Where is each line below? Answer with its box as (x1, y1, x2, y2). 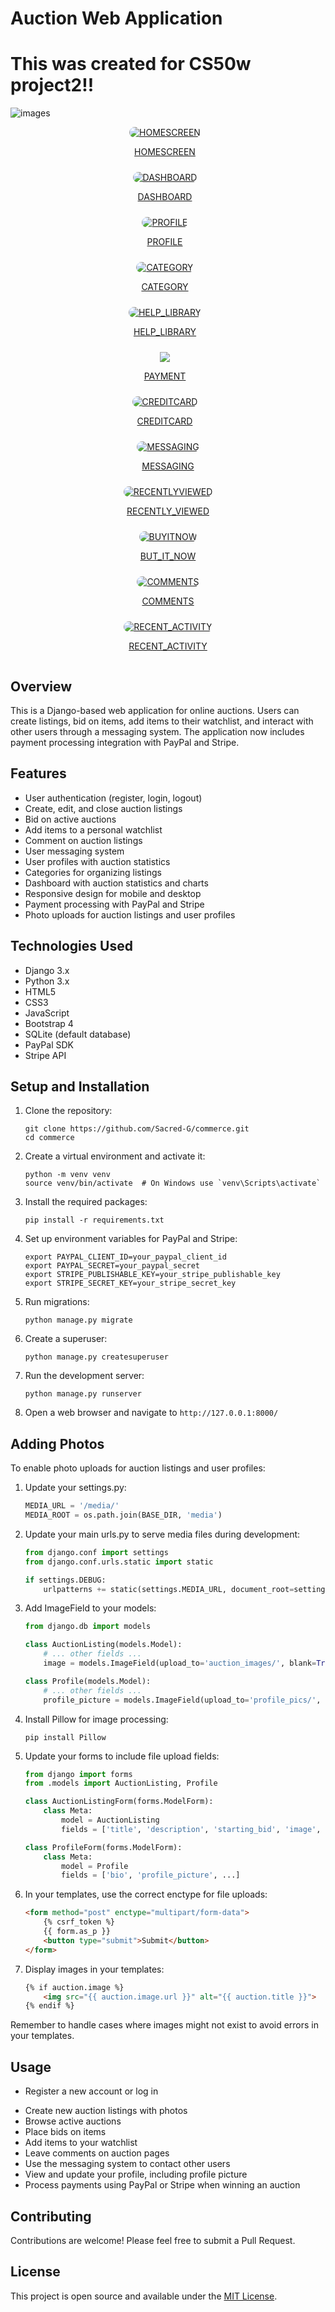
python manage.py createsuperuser (24, 1352, 169, 1362)
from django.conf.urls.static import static (24, 1557, 214, 1567)
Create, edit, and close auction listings (24, 802, 183, 814)
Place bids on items (24, 2126, 107, 2138)
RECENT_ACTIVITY (128, 640, 208, 652)
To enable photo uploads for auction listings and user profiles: (10, 1462, 266, 1474)
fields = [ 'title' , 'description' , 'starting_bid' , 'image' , (61, 1824, 322, 1834)
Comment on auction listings (24, 834, 143, 846)
